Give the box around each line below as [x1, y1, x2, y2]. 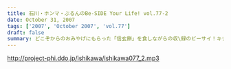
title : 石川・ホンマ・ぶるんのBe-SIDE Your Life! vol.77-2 [7, 10, 168, 17]
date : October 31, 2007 [7, 16, 76, 23]
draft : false [7, 29, 45, 36]
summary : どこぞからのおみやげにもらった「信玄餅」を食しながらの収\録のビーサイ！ [7, 36, 217, 42]
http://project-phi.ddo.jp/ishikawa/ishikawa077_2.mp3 [7, 54, 159, 62]
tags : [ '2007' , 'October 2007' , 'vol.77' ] [7, 23, 131, 29]
